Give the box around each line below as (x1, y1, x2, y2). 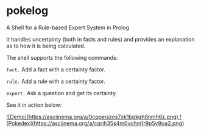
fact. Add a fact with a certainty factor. (6, 65, 105, 73)
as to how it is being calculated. (6, 42, 86, 49)
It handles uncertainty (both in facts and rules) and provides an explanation (6, 35, 195, 43)
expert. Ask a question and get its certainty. (6, 89, 118, 96)
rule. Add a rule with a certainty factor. (6, 77, 105, 85)
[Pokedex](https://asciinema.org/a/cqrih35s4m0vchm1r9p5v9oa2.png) (6, 120, 185, 127)
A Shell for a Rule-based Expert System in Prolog (6, 24, 130, 31)
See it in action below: (6, 101, 62, 109)
